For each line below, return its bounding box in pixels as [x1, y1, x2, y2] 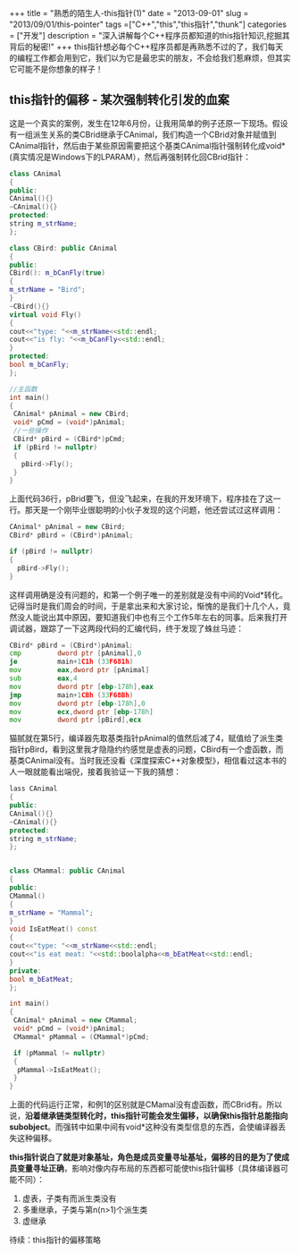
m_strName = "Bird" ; [9, 286, 87, 294]
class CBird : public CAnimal [9, 243, 118, 252]
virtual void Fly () [9, 310, 82, 320]
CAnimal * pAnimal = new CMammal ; [12, 1016, 138, 1025]
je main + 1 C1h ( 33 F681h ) [9, 657, 134, 667]
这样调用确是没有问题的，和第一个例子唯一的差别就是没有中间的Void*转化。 [9, 589, 288, 600]
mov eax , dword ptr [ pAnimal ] [9, 666, 150, 675]
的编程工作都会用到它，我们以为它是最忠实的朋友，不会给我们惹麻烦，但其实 [9, 53, 291, 63]
